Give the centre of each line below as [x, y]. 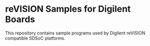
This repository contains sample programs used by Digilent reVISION [75, 33]
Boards [20, 19]
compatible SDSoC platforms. [35, 38]
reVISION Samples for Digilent [68, 9]
